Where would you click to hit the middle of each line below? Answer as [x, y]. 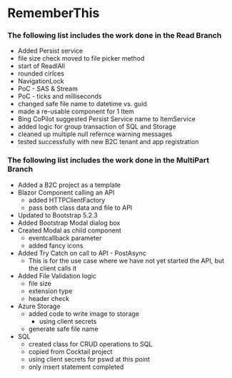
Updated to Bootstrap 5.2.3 [57, 215]
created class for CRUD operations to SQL [90, 344]
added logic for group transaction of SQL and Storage [97, 127]
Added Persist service [50, 51]
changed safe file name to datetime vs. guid [82, 104]
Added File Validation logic [57, 275]
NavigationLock [41, 81]
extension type [50, 291]
